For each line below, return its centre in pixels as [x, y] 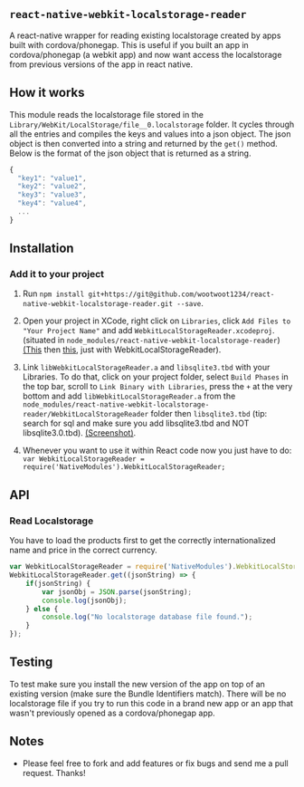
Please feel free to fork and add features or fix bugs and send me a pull [155, 763]
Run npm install [53, 293]
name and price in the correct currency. [84, 550]
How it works [47, 93]
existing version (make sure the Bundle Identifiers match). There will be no [148, 694]
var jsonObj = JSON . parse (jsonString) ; [117, 592]
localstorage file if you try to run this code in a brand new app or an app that [152, 703]
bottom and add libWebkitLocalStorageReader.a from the [129, 396]
